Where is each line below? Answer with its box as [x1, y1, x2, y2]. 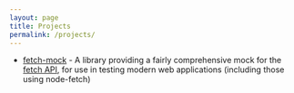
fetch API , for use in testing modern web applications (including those [22, 64, 285, 75]
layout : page [9, 13, 59, 23]
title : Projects [9, 22, 71, 31]
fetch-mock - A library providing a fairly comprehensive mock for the [22, 55, 282, 66]
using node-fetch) [22, 74, 91, 85]
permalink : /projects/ [9, 30, 96, 39]
